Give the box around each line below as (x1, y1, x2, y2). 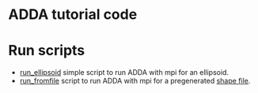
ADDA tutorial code (8, 6, 138, 24)
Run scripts (8, 42, 85, 60)
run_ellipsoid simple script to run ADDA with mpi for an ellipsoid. (19, 68, 230, 77)
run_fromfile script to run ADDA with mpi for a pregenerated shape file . (19, 76, 251, 86)
